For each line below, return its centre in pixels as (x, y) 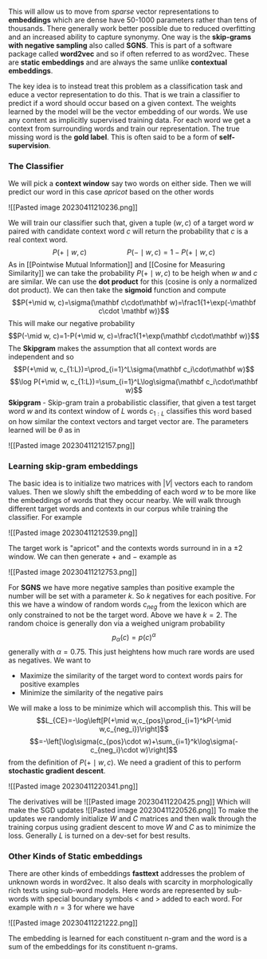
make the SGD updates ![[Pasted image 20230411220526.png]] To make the (133, 810)
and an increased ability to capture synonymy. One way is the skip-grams (130, 37)
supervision (29, 145)
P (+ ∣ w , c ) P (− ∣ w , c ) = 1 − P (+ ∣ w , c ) (134, 252)
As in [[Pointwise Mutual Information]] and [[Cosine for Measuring (117, 265)
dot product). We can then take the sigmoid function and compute (118, 290)
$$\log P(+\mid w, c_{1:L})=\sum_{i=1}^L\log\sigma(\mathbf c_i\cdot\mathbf (134, 382)
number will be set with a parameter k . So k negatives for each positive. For (132, 596)
